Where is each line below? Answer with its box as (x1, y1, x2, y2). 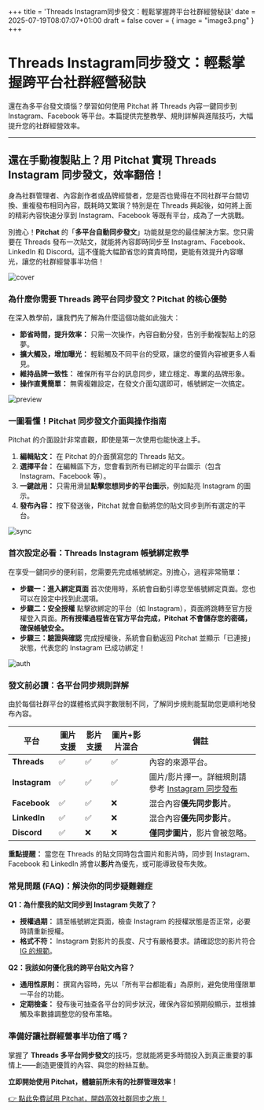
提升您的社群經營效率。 (8, 120, 84, 130)
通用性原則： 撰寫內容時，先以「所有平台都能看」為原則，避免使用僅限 (19, 979, 249, 990)
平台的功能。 (26, 990, 68, 999)
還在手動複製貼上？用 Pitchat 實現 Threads (8, 154, 218, 167)
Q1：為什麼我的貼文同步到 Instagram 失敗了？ (8, 900, 157, 909)
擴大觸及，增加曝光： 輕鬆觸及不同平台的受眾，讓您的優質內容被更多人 (19, 350, 249, 359)
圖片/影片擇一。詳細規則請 (148, 771, 247, 782)
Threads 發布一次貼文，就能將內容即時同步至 (23, 237, 170, 246)
